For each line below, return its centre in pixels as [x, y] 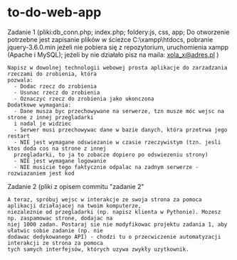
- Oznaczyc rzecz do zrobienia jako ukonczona [84, 99]
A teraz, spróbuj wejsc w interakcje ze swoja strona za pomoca [105, 200]
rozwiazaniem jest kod [41, 173]
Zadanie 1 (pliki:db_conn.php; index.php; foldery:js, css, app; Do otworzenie [118, 32]
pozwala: [20, 80]
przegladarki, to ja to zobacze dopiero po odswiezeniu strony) [111, 155]
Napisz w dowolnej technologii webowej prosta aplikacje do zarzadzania [117, 67]
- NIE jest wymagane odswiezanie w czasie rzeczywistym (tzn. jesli [117, 142]
